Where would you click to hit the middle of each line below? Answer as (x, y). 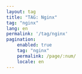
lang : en (17, 28)
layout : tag (21, 12)
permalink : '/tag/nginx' (37, 34)
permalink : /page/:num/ (47, 56)
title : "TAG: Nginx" (32, 17)
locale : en (31, 61)
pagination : (21, 39)
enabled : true (34, 45)
